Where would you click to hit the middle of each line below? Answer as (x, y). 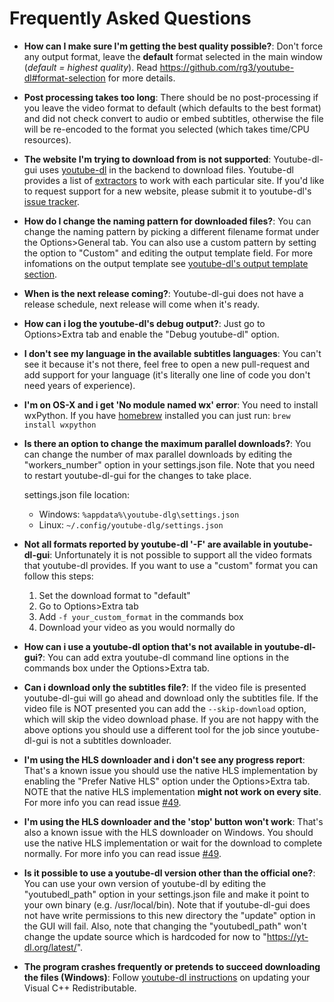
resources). (47, 139)
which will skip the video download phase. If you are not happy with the (171, 719)
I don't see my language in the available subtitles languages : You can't (172, 353)
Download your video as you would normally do (137, 627)
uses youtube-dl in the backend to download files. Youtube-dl (166, 169)
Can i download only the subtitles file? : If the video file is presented (165, 687)
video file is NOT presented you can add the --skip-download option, (165, 708)
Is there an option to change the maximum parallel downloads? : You (167, 443)
